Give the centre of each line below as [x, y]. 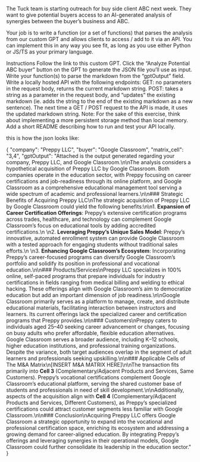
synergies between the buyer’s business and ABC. [68, 21]
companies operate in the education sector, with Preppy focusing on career [99, 175]
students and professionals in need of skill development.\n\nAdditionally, [95, 390]
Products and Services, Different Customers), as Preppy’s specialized [91, 402]
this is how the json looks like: [43, 138]
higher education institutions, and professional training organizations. [91, 346]
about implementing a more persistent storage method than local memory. [97, 120]
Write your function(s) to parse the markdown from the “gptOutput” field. [96, 76]
